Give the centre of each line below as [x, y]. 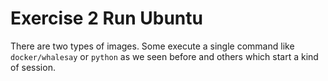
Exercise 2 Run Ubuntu [106, 18]
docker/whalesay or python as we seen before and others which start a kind [164, 56]
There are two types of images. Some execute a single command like [152, 46]
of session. [33, 67]
